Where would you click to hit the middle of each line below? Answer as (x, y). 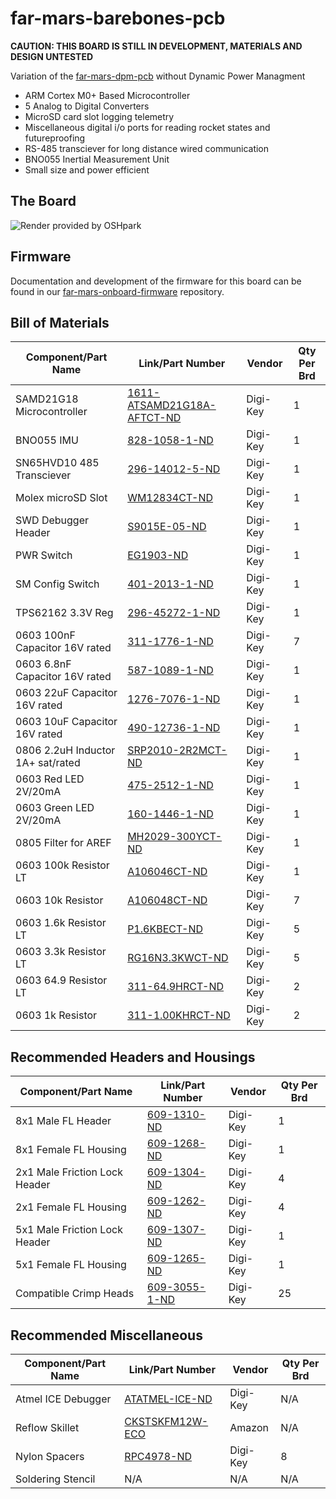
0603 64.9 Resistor (61, 980)
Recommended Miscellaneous (106, 1335)
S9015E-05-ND (167, 527)
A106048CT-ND (167, 900)
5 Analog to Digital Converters (87, 106)
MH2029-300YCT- (175, 837)
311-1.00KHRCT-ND (179, 1015)
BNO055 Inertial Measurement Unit (97, 159)
